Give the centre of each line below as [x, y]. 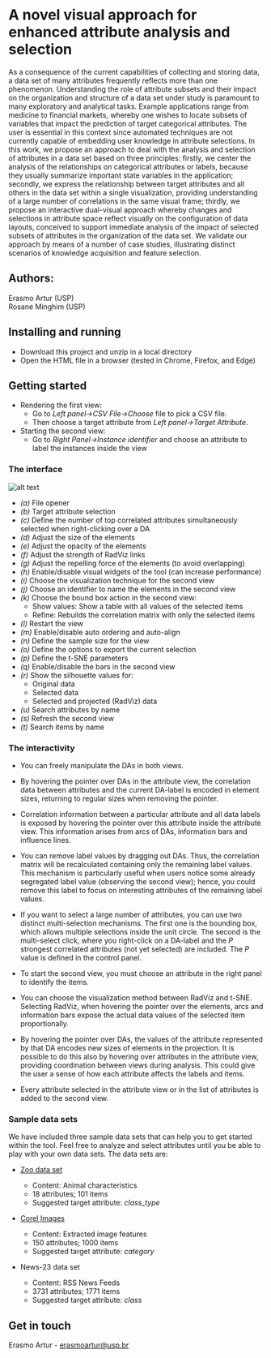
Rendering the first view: [61, 405]
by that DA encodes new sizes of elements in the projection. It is [127, 1047]
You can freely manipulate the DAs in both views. [102, 765]
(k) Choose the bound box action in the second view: [108, 597]
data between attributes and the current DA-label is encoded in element [140, 789]
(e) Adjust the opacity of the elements [83, 546]
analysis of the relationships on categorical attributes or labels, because [128, 166]
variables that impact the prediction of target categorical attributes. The [128, 123]
